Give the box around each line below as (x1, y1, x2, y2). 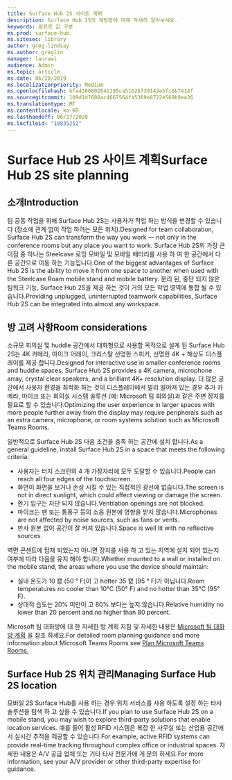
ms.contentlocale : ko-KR (7, 107, 79, 114)
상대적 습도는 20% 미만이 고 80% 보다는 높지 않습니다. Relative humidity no (17, 600, 224, 608)
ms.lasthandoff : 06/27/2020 (7, 113, 89, 120)
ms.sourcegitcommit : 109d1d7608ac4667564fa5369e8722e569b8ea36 (7, 94, 194, 101)
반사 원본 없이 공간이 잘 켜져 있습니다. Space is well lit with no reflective (17, 524, 215, 532)
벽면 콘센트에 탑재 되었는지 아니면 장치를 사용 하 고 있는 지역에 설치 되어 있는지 (7, 546, 220, 554)
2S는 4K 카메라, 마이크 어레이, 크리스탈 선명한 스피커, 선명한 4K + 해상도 (7, 350, 204, 358)
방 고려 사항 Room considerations (7, 321, 148, 333)
